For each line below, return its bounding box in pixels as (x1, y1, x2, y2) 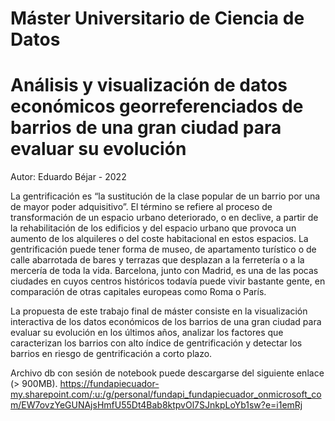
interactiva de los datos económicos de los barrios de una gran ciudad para (10, 316, 322, 328)
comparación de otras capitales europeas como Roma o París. (10, 286, 267, 298)
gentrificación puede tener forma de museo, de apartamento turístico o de (10, 243, 317, 256)
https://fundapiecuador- (59, 378, 160, 390)
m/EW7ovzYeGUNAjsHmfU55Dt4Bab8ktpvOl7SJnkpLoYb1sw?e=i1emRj (10, 399, 303, 411)
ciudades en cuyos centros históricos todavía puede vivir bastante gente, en (10, 275, 326, 287)
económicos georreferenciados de (10, 95, 304, 118)
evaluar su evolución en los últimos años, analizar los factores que (10, 327, 284, 339)
